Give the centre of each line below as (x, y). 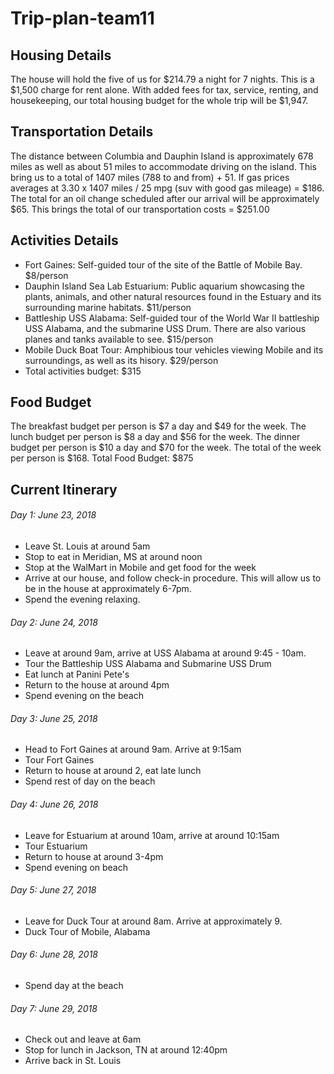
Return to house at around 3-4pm (94, 856)
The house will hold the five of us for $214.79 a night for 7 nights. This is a (162, 79)
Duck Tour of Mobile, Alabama (87, 931)
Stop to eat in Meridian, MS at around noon (113, 557)
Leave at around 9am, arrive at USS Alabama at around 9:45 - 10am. (165, 653)
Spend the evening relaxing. (82, 599)
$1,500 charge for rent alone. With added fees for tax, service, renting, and (164, 90)
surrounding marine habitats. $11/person (108, 307)
